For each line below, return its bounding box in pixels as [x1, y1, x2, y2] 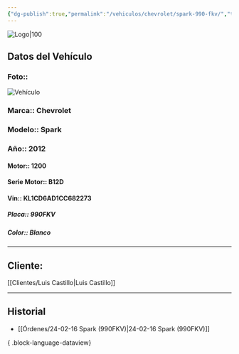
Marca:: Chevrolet [7, 106, 72, 116]
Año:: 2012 [7, 144, 46, 154]
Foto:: [7, 72, 28, 82]
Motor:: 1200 [7, 161, 47, 170]
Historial [7, 306, 46, 318]
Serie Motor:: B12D [7, 178, 64, 186]
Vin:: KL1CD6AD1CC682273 [7, 193, 92, 203]
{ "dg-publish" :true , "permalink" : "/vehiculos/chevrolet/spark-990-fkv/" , [7, 10, 228, 18]
